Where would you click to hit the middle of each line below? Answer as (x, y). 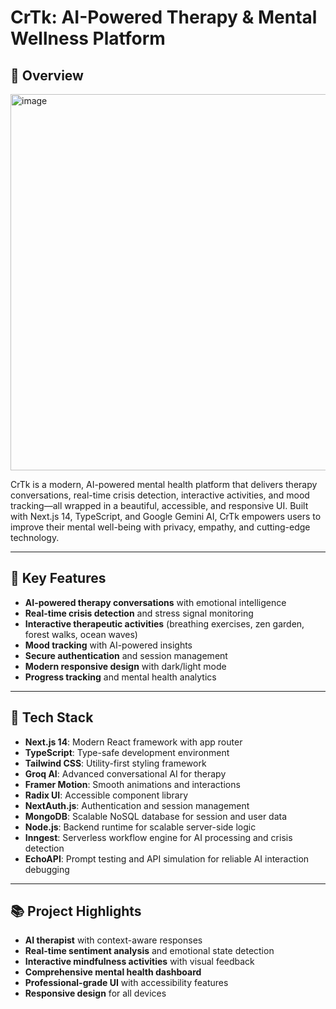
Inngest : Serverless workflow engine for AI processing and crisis (158, 837)
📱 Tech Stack (52, 717)
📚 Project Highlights (76, 911)
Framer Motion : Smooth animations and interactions (132, 784)
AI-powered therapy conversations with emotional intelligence (155, 602)
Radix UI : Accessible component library (106, 795)
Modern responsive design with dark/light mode (125, 666)
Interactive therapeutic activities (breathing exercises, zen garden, (164, 623)
